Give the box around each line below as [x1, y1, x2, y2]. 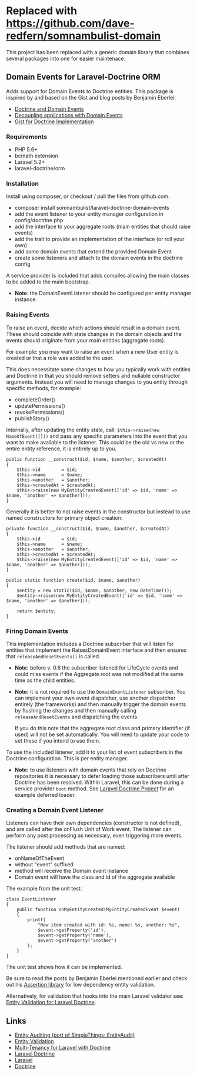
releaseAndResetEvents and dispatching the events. [14, 713, 139, 720]
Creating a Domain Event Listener [6, 806, 104, 814]
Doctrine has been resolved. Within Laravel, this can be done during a [14, 779, 184, 786]
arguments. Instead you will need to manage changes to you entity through [6, 378, 188, 385]
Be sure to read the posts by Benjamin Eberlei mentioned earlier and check [6, 975, 188, 982]
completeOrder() [14, 396, 56, 403]
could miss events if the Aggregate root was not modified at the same [14, 670, 183, 677]
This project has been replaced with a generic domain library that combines [6, 48, 189, 55]
